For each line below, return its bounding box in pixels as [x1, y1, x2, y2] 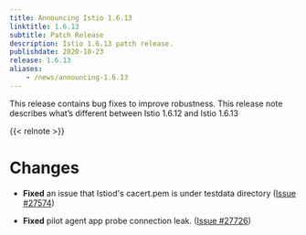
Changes [9, 157, 79, 178]
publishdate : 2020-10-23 [9, 48, 104, 57]
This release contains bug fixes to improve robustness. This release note [9, 98, 283, 109]
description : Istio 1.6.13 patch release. [9, 38, 174, 48]
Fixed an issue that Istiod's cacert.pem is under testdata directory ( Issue [22, 187, 297, 198]
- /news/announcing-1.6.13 [26, 73, 129, 82]
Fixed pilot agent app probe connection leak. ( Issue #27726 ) [22, 215, 251, 226]
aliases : [9, 65, 43, 74]
